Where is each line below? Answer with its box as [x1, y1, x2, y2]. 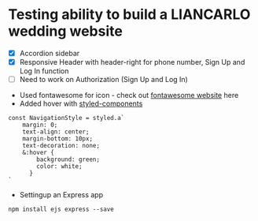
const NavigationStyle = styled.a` [8, 114, 125, 122]
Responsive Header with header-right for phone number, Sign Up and [19, 58, 245, 66]
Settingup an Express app [19, 190, 104, 200]
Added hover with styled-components [19, 99, 143, 108]
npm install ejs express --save [8, 205, 114, 214]
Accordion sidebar [19, 48, 80, 58]
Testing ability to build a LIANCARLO [8, 6, 251, 24]
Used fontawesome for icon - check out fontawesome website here [19, 91, 239, 100]
